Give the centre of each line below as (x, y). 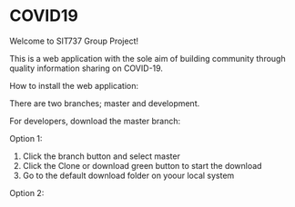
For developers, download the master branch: (95, 121)
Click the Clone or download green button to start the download (142, 165)
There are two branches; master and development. (105, 103)
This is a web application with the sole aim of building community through (147, 58)
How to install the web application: (74, 85)
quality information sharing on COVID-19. (86, 68)
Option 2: (27, 192)
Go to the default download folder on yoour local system (128, 175)
